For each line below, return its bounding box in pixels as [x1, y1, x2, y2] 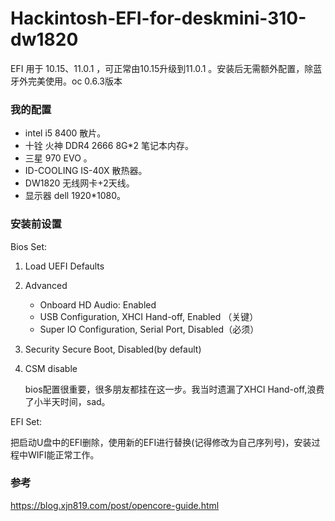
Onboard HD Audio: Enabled [39, 298, 157, 311]
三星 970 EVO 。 [24, 152, 93, 164]
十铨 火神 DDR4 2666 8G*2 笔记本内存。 [24, 140, 195, 152]
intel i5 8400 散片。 [24, 127, 107, 139]
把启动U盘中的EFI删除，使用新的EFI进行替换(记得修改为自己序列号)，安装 [10, 436, 312, 448]
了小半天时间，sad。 [24, 395, 111, 407]
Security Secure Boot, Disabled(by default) [24, 343, 202, 355]
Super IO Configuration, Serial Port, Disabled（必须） [39, 323, 260, 335]
